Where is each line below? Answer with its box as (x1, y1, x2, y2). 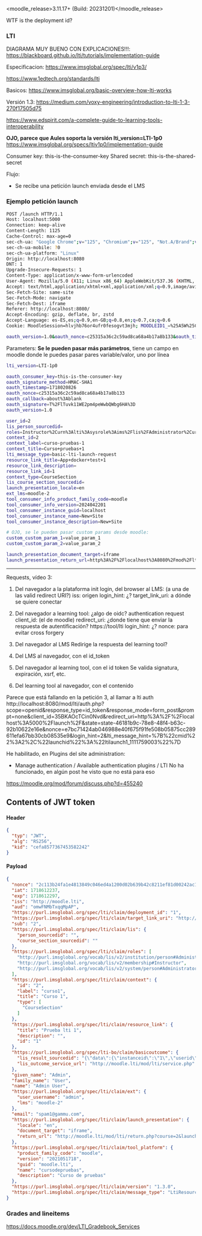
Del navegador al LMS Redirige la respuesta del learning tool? (14, 640, 168, 647)
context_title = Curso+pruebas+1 (6, 446, 85, 452)
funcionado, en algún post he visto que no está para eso (14, 768, 155, 775)
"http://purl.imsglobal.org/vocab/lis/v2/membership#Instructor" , (17, 960, 187, 966)
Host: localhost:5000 (6, 217, 61, 223)
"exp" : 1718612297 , (11, 893, 61, 899)
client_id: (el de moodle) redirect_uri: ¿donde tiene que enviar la (14, 616, 173, 623)
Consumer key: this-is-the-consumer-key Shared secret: (6, 153, 147, 160)
